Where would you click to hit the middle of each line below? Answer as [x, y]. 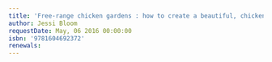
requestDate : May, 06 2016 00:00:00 [70, 31]
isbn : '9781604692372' [47, 38]
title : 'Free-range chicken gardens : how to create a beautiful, [123, 16]
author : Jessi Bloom [43, 23]
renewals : [25, 46]
